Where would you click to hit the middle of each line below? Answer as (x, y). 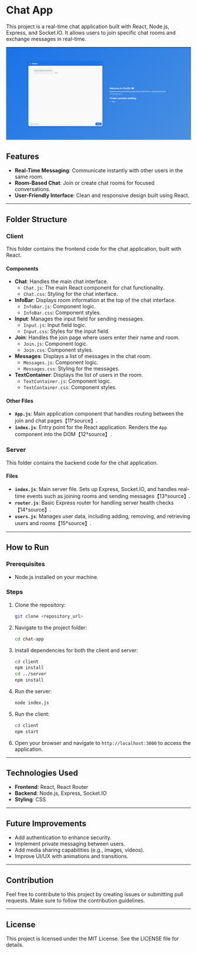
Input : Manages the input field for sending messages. (79, 319)
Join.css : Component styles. (58, 350)
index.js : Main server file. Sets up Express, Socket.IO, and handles (96, 489)
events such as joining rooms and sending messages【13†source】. (108, 496)
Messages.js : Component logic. (61, 363)
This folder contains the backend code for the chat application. (82, 462)
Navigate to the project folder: (51, 627)
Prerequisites (26, 564)
